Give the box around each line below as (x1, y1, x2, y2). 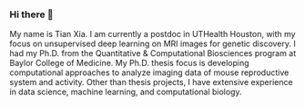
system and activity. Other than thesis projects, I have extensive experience (9, 77, 293, 88)
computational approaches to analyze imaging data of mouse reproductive (9, 67, 290, 78)
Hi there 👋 (9, 8, 55, 21)
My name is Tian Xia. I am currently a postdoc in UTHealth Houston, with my (9, 29, 296, 40)
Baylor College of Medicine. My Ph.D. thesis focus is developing (9, 58, 249, 69)
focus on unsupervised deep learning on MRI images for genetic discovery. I (9, 38, 296, 49)
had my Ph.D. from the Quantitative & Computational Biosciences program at (9, 48, 297, 59)
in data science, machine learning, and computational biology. (9, 86, 243, 98)
